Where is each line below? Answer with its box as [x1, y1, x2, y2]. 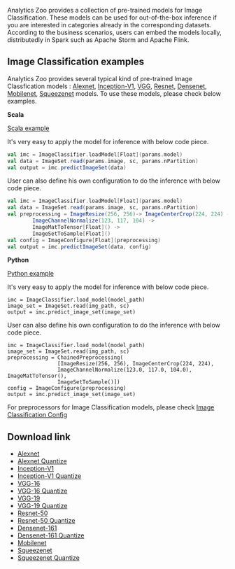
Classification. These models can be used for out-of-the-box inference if [7, 13, 217, 22]
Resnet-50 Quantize [17, 517, 76, 525]
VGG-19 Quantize [17, 502, 68, 510]
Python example [7, 269, 55, 278]
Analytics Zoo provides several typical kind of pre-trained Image [7, 74, 192, 83]
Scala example [7, 124, 50, 132]
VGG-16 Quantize [17, 486, 68, 496]
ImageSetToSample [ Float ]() [32, 230, 111, 237]
